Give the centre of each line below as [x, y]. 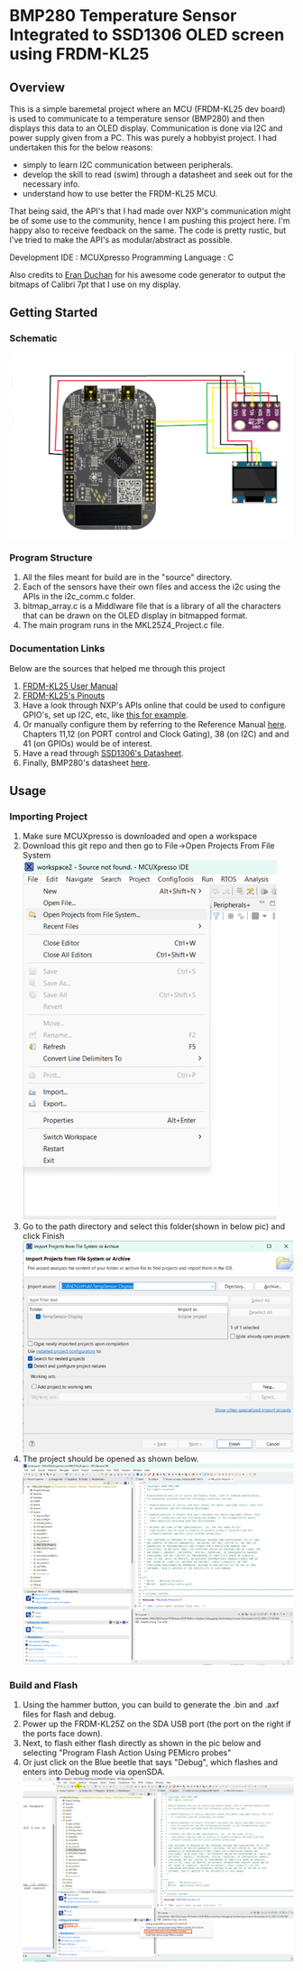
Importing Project [49, 816]
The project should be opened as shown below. [110, 1459]
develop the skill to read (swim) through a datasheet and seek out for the [157, 174]
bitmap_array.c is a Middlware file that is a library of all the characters [151, 606]
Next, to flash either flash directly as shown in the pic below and [142, 1743]
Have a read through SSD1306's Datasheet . [103, 753]
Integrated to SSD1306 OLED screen [147, 35]
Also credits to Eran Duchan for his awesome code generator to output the [147, 275]
